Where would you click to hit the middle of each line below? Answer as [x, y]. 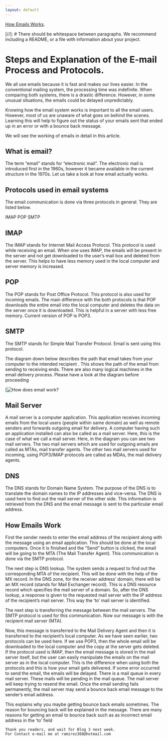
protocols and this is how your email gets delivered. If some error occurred [82, 668]
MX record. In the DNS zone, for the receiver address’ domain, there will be [83, 579]
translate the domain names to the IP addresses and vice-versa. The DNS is [83, 493]
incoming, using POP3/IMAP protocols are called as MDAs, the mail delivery [83, 455]
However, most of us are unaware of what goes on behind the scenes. [78, 115]
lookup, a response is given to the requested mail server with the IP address [83, 595]
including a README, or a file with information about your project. [73, 39]
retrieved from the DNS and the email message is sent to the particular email [84, 504]
